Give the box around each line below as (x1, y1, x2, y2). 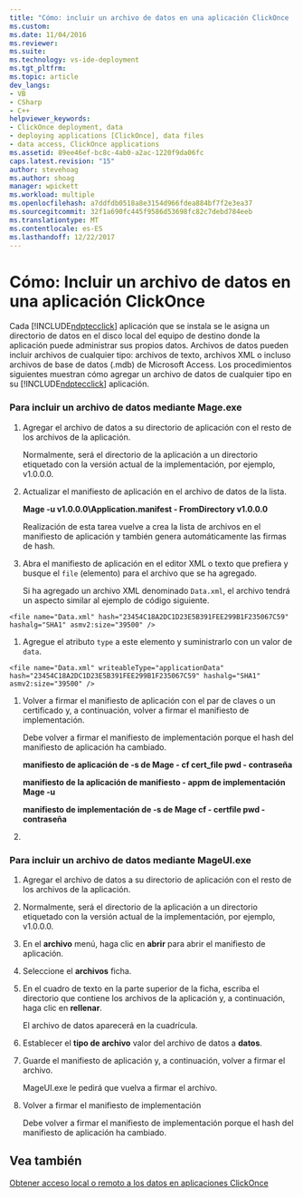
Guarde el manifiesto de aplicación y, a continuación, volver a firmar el (22, 1055, 286, 1066)
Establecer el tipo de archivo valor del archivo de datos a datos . (22, 1037, 262, 1048)
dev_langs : (9, 81, 51, 90)
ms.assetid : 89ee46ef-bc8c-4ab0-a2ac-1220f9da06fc (9, 148, 204, 157)
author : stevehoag (9, 165, 79, 174)
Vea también (9, 1153, 82, 1169)
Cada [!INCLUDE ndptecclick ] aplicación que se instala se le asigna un (9, 321, 270, 332)
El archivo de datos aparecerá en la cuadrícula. (22, 1019, 198, 1030)
